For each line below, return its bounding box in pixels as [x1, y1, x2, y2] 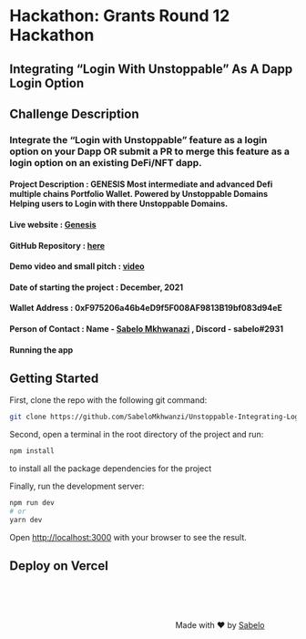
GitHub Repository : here [9, 240, 106, 251]
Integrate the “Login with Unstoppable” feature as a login [9, 133, 268, 146]
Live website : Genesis [9, 220, 97, 231]
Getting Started [9, 371, 99, 386]
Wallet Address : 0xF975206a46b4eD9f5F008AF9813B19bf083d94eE [9, 303, 282, 314]
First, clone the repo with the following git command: [9, 395, 208, 406]
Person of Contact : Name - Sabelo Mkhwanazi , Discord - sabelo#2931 [9, 324, 284, 335]
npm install [9, 447, 55, 456]
